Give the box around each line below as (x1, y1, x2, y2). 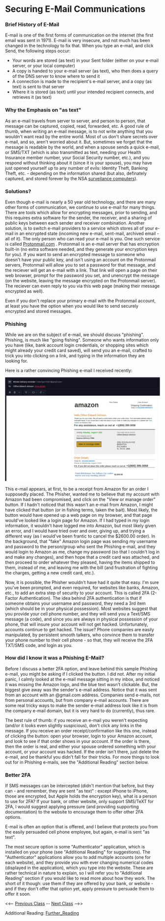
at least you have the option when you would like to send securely (5, 303, 138, 309)
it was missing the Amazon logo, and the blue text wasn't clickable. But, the (5, 681, 158, 687)
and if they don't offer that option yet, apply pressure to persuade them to (5, 886, 155, 892)
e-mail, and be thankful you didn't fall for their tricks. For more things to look (5, 754, 160, 760)
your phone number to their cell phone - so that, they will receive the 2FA (5, 637, 153, 643)
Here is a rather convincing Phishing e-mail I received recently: (5, 368, 133, 374)
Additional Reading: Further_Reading (5, 910, 80, 916)
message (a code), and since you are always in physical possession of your (5, 616, 158, 622)
